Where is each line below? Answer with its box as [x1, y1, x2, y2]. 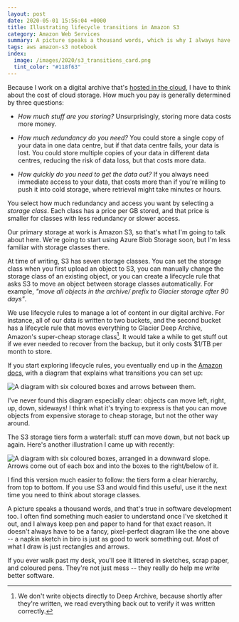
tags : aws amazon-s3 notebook [7, 43, 97, 51]
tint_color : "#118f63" [14, 63, 81, 71]
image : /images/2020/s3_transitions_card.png [14, 57, 152, 64]
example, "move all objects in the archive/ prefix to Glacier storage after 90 [7, 286, 229, 296]
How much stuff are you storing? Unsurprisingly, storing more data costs [17, 112, 232, 120]
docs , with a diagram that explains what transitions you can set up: [7, 368, 203, 378]
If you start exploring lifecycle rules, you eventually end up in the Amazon [7, 361, 223, 370]
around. [7, 419, 31, 427]
